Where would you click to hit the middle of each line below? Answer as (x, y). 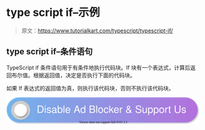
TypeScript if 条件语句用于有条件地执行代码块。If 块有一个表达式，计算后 (99, 67)
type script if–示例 (53, 13)
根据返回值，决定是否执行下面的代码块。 (84, 75)
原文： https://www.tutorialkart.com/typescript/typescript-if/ (97, 31)
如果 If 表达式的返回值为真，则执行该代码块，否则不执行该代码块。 (90, 88)
